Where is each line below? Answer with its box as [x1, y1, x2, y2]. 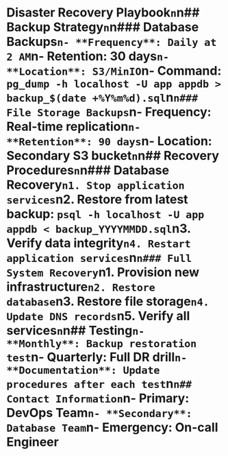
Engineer [6, 434, 59, 450]
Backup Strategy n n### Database [6, 19, 199, 35]
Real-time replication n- [6, 119, 141, 134]
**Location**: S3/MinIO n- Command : [6, 63, 222, 79]
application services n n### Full [6, 250, 192, 265]
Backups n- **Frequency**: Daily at [6, 34, 217, 49]
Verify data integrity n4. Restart [6, 235, 191, 251]
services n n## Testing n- [6, 323, 145, 339]
